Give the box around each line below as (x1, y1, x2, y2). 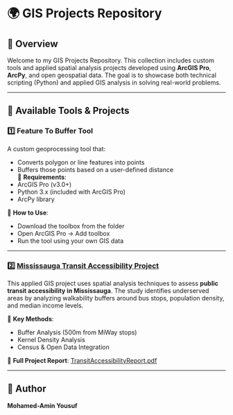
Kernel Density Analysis (17, 335, 85, 344)
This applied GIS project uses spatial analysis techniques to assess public (7, 279, 218, 287)
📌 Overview (7, 37, 58, 49)
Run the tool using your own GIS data (17, 237, 124, 245)
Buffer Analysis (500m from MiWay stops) (17, 328, 137, 337)
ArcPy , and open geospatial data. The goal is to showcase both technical (7, 71, 217, 79)
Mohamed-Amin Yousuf (7, 401, 78, 409)
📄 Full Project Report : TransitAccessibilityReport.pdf (7, 356, 157, 364)
